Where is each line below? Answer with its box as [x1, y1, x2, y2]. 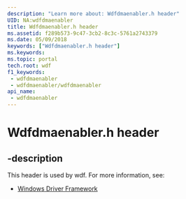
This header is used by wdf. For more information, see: [7, 171, 165, 179]
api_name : [7, 88, 36, 95]
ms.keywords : [7, 50, 45, 57]
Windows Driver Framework [17, 184, 98, 193]
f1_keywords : [7, 68, 45, 75]
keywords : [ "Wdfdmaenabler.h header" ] [7, 43, 120, 50]
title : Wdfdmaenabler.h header [7, 23, 99, 30]
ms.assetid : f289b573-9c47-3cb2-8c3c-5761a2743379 [7, 29, 158, 37]
